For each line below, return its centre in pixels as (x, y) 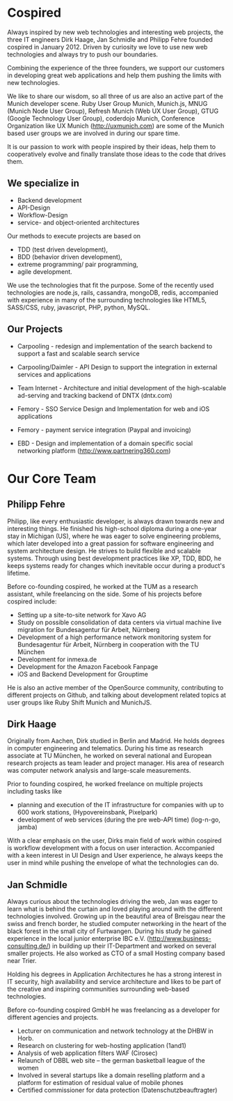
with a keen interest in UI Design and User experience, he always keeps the (115, 856)
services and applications (54, 374)
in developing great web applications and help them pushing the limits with (114, 75)
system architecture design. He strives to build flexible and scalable (104, 550)
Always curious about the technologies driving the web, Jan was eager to (112, 902)
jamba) (27, 827)
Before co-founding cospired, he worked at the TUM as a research (103, 586)
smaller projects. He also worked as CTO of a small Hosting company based (116, 953)
